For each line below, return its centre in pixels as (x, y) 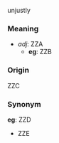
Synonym (24, 104)
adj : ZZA (30, 44)
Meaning (23, 28)
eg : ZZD (19, 120)
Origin (18, 70)
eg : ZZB (40, 52)
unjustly (19, 10)
